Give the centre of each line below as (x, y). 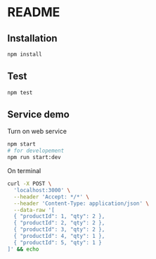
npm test (20, 92)
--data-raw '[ (34, 210)
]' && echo (23, 249)
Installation (32, 38)
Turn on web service (37, 132)
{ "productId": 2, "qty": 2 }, (59, 223)
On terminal (24, 171)
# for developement (36, 151)
